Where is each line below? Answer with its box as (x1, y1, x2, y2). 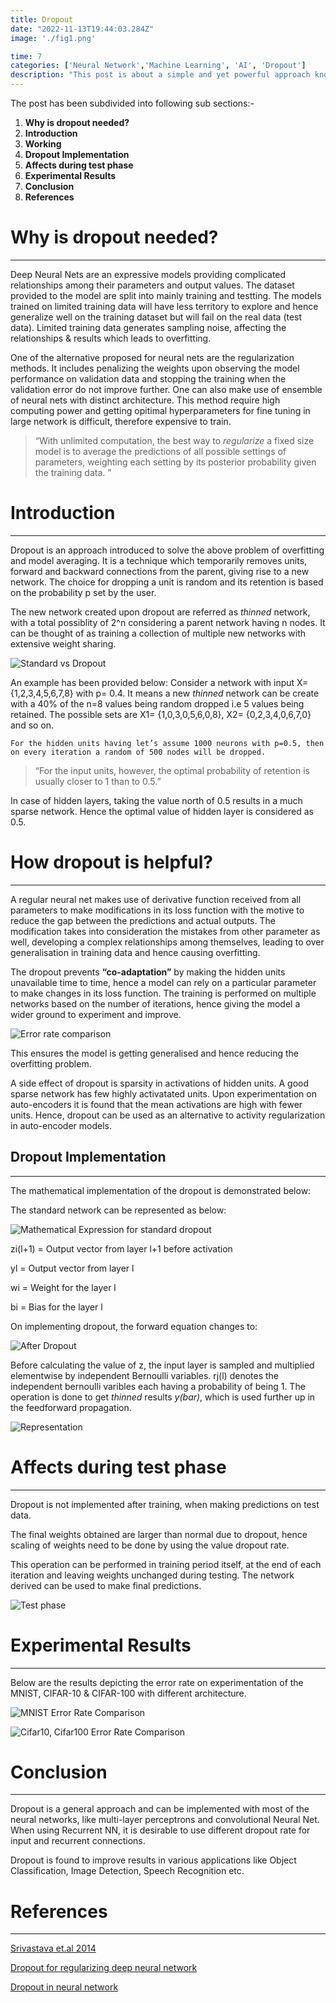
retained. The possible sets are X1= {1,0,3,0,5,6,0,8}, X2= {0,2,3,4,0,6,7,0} (10, 708, 312, 720)
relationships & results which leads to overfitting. (10, 332, 212, 344)
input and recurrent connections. (10, 1835, 146, 1847)
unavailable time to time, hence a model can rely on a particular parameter (10, 976, 317, 988)
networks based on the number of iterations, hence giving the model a (10, 997, 301, 1010)
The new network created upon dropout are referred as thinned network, (10, 606, 311, 618)
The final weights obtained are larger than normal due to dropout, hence (10, 1528, 308, 1540)
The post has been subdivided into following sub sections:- (10, 97, 255, 109)
